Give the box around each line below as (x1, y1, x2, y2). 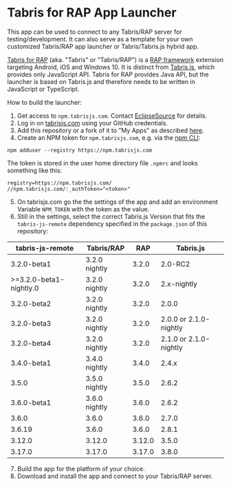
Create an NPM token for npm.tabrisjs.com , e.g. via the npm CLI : (16, 133, 201, 142)
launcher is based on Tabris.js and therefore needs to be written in (7, 77, 196, 85)
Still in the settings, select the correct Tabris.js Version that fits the (16, 212, 206, 220)
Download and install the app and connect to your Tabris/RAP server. (16, 472, 213, 480)
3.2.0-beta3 (10, 318, 52, 328)
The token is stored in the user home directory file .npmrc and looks (7, 158, 198, 167)
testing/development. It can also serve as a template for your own (7, 34, 194, 43)
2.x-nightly (160, 279, 198, 289)
